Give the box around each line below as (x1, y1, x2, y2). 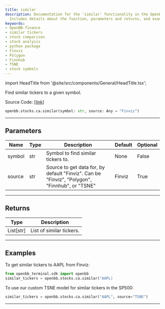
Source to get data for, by (46, 164, 105, 170)
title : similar (5, 7, 36, 12)
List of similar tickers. (30, 227, 80, 234)
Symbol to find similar (46, 149, 96, 156)
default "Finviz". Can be (46, 170, 101, 177)
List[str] (7, 227, 26, 234)
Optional (137, 141, 158, 148)
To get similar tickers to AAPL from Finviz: (5, 262, 90, 268)
